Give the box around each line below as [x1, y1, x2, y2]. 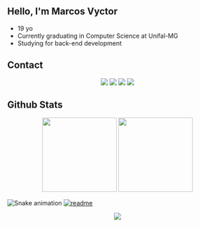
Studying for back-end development [17, 38, 122, 47]
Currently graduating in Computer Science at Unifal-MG [17, 31, 178, 40]
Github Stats [7, 99, 63, 111]
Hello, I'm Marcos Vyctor [7, 6, 117, 17]
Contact [7, 59, 43, 71]
